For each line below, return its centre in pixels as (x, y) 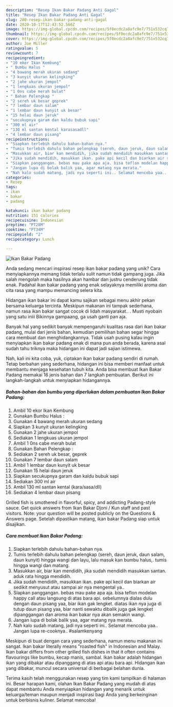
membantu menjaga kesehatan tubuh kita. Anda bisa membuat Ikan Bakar (84, 369)
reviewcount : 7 (22, 53)
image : (13, 29)
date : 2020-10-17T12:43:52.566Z (40, 24)
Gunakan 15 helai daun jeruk (43, 470)
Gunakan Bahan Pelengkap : (43, 448)
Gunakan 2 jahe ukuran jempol (46, 432)
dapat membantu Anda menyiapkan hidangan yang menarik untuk (75, 689)
